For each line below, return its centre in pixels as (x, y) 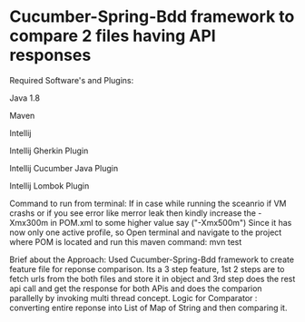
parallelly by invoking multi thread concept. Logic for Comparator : (133, 298)
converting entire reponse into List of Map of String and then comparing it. (148, 307)
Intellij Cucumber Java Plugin (64, 168)
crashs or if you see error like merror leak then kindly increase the (133, 213)
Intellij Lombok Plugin (49, 185)
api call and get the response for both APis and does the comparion (136, 288)
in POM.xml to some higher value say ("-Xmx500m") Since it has (171, 222)
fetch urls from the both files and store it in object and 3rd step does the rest (152, 278)
